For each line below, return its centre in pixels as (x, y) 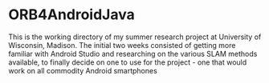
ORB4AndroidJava (71, 15)
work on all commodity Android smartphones (83, 70)
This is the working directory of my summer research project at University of (135, 37)
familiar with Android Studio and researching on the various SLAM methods (133, 53)
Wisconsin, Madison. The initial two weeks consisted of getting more (122, 45)
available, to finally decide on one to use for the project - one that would (128, 62)
